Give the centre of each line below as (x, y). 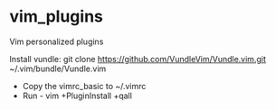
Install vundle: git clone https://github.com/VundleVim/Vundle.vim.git (138, 59)
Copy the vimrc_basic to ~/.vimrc (84, 86)
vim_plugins (57, 17)
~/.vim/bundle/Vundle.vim (58, 69)
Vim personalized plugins (57, 41)
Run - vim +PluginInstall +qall (77, 96)
